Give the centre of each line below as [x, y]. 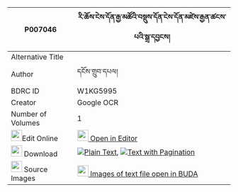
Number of [29, 114]
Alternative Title [37, 57]
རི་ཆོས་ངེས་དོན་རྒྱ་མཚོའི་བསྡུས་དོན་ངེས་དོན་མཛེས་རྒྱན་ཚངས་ [152, 17]
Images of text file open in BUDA [144, 174]
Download [41, 154]
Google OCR [98, 102]
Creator [24, 102]
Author [22, 74]
